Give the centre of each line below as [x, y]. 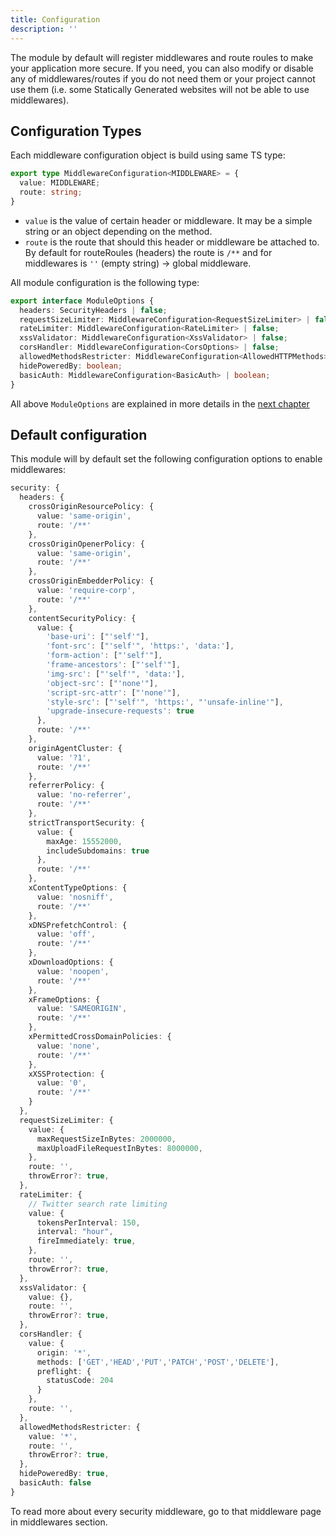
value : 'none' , [68, 1046]
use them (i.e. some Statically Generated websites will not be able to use [160, 89]
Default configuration [79, 434]
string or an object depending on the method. [118, 231]
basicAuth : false [55, 1483]
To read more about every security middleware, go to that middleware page [166, 1511]
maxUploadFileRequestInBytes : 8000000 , [119, 1148]
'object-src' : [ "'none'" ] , [102, 683]
